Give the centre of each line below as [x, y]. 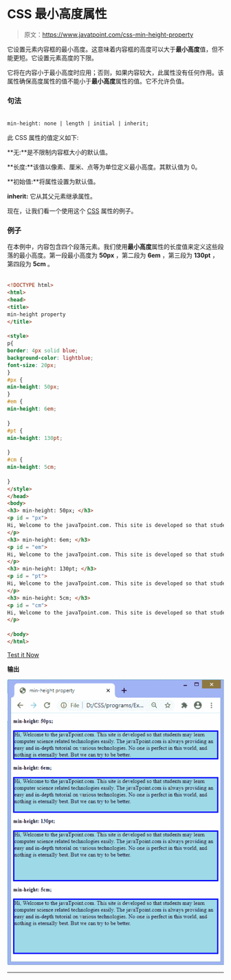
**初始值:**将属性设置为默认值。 [53, 181]
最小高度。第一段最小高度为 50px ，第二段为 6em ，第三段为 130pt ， [119, 255]
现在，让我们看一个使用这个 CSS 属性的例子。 [72, 210]
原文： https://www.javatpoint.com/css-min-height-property [109, 34]
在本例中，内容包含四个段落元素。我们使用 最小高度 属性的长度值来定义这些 [112, 247]
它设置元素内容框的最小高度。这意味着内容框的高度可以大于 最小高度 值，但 [112, 49]
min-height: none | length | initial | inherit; [78, 124]
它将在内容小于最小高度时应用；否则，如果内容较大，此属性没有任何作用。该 [115, 72]
